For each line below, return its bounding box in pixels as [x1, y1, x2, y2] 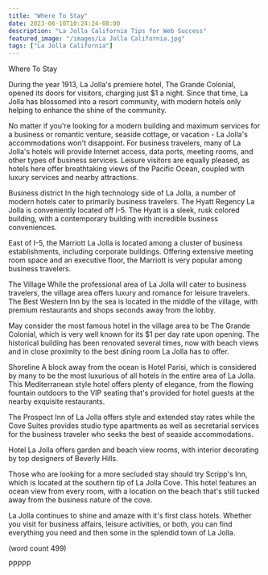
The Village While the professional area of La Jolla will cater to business [8, 279, 247, 289]
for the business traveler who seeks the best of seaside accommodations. [8, 430, 254, 439]
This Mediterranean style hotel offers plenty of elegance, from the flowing [8, 380, 254, 389]
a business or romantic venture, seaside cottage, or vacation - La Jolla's [8, 130, 248, 140]
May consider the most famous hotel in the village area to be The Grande [8, 321, 251, 331]
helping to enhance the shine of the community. [8, 106, 167, 115]
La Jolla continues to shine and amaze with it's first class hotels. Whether [8, 510, 252, 521]
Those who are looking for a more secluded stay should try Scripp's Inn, [8, 469, 248, 479]
